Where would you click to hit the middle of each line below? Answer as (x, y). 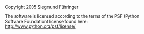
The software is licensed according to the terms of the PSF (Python (72, 16)
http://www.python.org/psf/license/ (40, 26)
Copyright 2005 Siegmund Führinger (42, 7)
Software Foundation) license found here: (47, 21)
